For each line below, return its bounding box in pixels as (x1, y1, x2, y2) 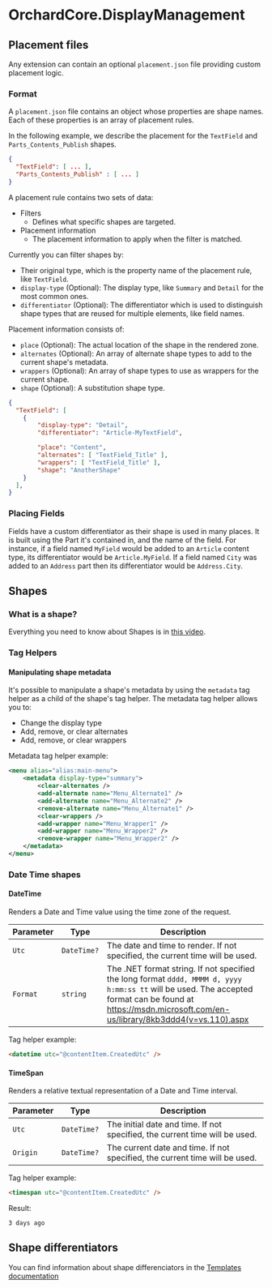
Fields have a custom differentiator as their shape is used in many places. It (8, 526, 260, 536)
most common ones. (19, 291, 89, 301)
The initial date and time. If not (106, 1119, 223, 1130)
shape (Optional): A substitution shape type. (19, 383, 166, 392)
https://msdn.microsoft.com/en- (106, 1003, 231, 1015)
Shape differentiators (8, 1241, 119, 1255)
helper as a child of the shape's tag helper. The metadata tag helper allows (8, 694, 258, 704)
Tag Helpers (8, 647, 57, 658)
